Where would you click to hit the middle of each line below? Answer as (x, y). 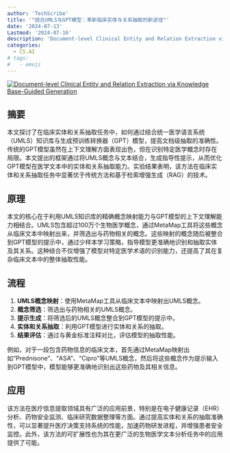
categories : (24, 45)
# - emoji (24, 64)
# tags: (18, 58)
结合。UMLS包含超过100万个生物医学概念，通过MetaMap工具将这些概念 (121, 225)
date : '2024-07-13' (35, 26)
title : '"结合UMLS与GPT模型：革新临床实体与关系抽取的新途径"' (88, 20)
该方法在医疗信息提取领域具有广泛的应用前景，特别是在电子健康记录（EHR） (115, 408)
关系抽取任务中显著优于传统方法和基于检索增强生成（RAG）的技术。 (115, 175)
